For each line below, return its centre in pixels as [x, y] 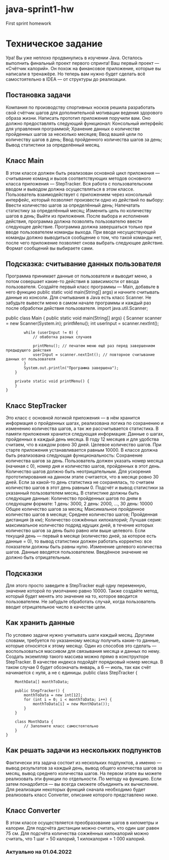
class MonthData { [34, 722]
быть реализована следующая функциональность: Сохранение [74, 455]
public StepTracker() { [40, 691]
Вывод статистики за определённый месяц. [53, 145]
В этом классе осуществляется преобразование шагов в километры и [82, 823]
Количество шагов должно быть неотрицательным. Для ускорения [78, 471]
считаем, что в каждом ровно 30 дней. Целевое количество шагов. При [84, 445]
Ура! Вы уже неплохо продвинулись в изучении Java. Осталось [74, 58]
